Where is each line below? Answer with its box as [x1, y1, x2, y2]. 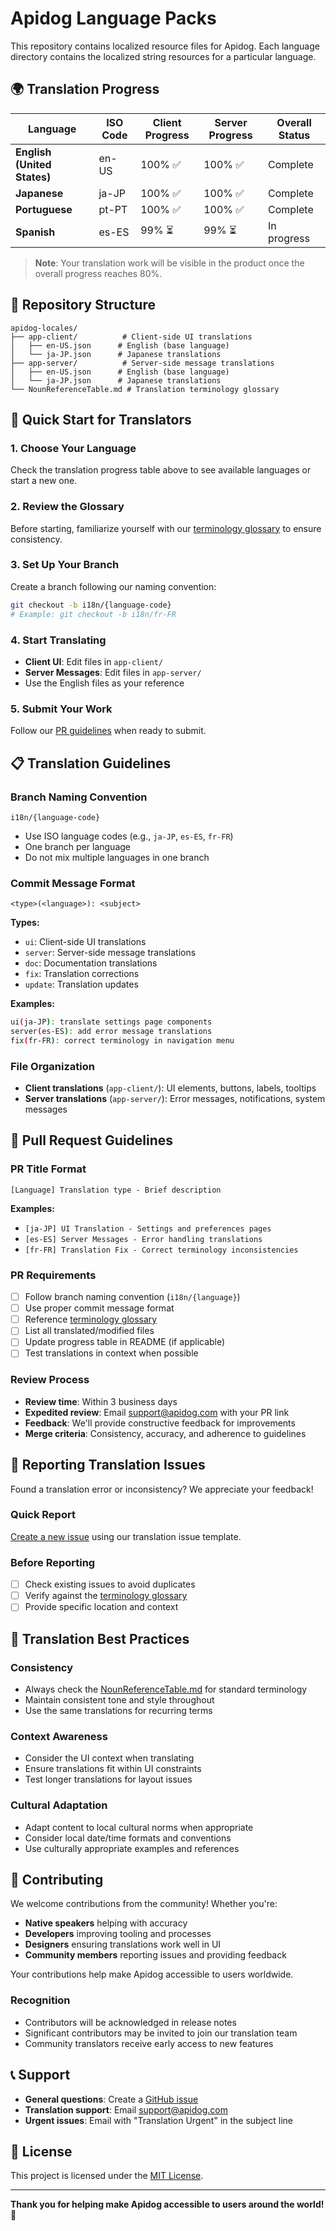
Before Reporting [10, 1555, 96, 1569]
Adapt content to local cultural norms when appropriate [24, 1821, 254, 1833]
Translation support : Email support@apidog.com [24, 2103, 229, 2116]
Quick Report [10, 1508, 76, 1522]
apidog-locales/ [10, 323, 78, 333]
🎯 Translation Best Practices [10, 1630, 190, 1647]
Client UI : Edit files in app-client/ [24, 655, 164, 667]
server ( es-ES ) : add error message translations [10, 1027, 213, 1037]
